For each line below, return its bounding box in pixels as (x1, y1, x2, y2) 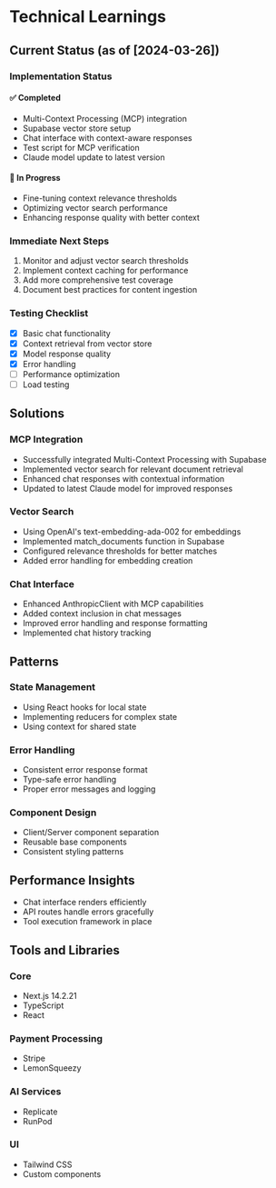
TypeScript (22, 1000, 64, 1011)
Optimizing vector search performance (22, 202, 168, 213)
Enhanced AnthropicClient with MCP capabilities (22, 598, 204, 610)
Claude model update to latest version (22, 152, 165, 163)
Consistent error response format (22, 764, 148, 775)
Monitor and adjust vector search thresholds (22, 255, 189, 266)
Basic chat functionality (22, 327, 111, 338)
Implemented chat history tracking (22, 627, 152, 638)
